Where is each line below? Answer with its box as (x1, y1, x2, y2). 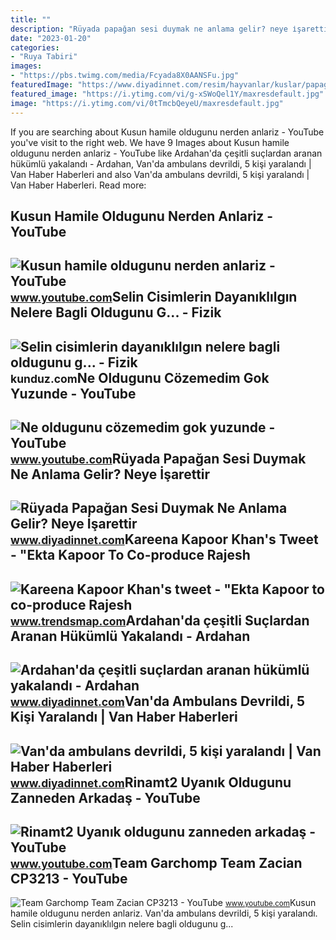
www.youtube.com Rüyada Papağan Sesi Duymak (10, 451, 307, 468)
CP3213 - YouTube (10, 871, 128, 888)
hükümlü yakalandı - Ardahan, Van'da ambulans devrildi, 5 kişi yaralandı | (10, 157, 312, 170)
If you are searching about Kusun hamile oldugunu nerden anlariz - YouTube (10, 126, 325, 138)
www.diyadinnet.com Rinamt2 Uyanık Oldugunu (10, 774, 292, 791)
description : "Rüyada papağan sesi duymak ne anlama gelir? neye (10, 24, 288, 34)
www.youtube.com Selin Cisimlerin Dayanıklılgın (10, 289, 298, 306)
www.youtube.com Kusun (224, 897, 317, 909)
